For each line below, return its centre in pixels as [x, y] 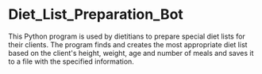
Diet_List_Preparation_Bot [96, 15]
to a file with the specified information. [71, 61]
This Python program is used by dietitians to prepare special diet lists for [127, 36]
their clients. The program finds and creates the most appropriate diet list [128, 44]
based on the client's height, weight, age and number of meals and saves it [131, 53]
